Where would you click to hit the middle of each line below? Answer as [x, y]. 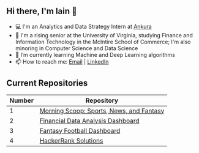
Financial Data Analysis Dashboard [89, 121]
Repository [102, 100]
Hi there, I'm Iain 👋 [42, 11]
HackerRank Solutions [71, 140]
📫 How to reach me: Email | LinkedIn [62, 61]
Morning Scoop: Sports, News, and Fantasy [102, 111]
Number [21, 100]
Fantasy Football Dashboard [80, 130]
